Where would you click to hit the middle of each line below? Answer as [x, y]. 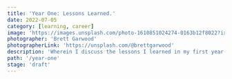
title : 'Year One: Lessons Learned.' [61, 13]
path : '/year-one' [33, 58]
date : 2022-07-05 [32, 20]
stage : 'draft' [29, 65]
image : [17, 33]
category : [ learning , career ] [51, 26]
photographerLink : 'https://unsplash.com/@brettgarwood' [91, 45]
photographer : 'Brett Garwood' [52, 39]
